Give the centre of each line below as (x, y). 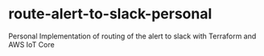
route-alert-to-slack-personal (110, 14)
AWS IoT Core (31, 44)
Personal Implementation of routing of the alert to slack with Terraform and (132, 36)
